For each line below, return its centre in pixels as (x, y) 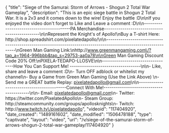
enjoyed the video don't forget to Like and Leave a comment (68, 23)
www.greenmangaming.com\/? (119, 50)
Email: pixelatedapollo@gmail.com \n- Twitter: (88, 93)
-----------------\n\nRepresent (37, 34)
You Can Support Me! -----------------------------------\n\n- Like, (93, 66)
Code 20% (16, 61)
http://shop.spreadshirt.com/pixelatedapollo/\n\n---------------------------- (84, 39)
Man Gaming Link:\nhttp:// (60, 50)
